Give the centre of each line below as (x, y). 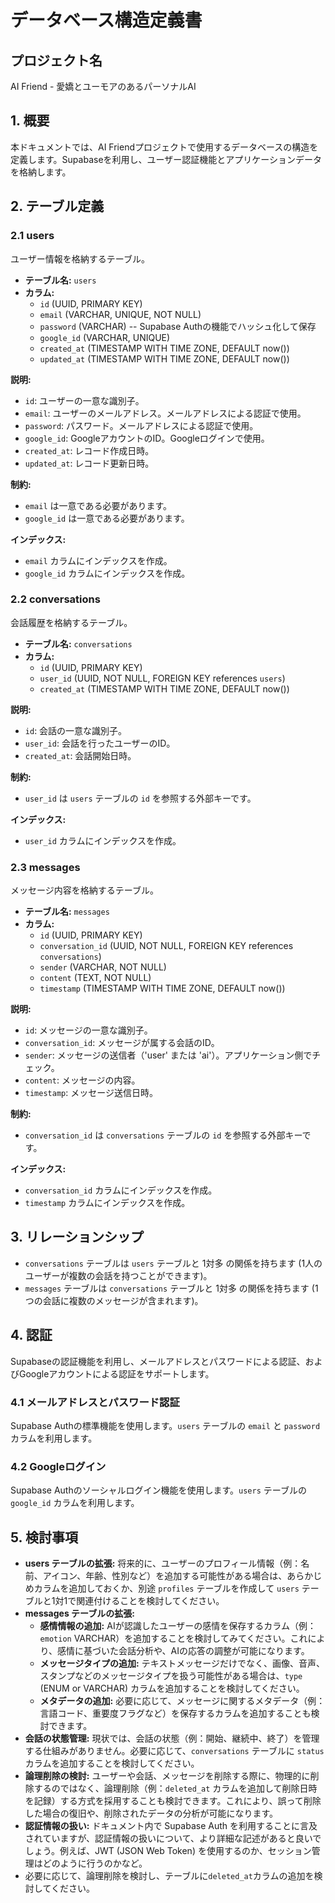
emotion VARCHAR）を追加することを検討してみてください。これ (173, 1638)
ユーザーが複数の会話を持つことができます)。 (118, 1275)
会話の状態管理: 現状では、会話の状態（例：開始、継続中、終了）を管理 (172, 1738)
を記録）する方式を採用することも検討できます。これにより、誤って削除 (173, 1801)
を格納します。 (41, 172)
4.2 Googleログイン (58, 1466)
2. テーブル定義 (57, 206)
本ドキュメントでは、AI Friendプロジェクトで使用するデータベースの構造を (164, 147)
